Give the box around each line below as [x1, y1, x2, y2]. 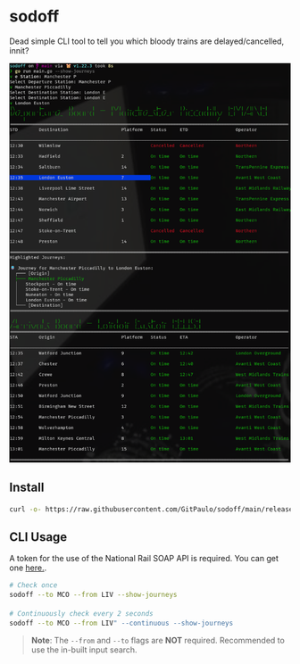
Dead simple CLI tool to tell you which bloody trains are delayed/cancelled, [9, 36, 284, 46]
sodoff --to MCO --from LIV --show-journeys [9, 591, 178, 600]
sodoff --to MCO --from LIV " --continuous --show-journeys [9, 618, 234, 627]
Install [9, 480, 45, 495]
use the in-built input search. [30, 644, 137, 655]
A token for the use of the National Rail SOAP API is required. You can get [9, 553, 279, 564]
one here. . [9, 562, 47, 573]
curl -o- [9, 504, 42, 514]
